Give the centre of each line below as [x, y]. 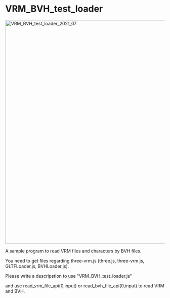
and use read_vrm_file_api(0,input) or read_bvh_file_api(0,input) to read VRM [85, 286]
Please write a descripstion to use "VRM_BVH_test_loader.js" [69, 276]
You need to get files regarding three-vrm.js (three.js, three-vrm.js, [75, 260]
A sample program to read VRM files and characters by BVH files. [73, 251]
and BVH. [15, 291]
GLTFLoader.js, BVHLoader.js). [37, 266]
